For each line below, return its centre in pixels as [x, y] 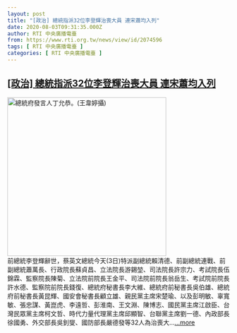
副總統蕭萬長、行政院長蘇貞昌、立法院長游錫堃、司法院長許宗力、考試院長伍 [119, 270]
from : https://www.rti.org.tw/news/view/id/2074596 [85, 40]
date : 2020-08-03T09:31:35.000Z [55, 27]
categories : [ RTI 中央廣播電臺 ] [55, 54]
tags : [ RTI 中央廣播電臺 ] [45, 47]
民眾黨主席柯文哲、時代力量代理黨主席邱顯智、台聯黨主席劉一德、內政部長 [121, 313]
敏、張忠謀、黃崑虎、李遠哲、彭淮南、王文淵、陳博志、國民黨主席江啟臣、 [115, 305]
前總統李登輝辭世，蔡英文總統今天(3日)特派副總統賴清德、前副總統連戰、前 [116, 260]
